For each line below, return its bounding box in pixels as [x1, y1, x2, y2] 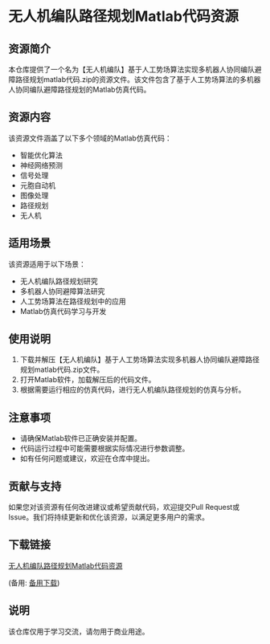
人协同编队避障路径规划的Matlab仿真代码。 [8, 85, 151, 94]
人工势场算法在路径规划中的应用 [19, 296, 126, 306]
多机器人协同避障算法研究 [19, 286, 105, 296]
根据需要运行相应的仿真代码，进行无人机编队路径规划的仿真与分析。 [19, 385, 246, 394]
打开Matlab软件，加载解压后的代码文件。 [19, 375, 156, 385]
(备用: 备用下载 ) [8, 577, 60, 587]
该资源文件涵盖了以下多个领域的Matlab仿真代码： [8, 133, 172, 143]
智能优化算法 [19, 150, 63, 160]
